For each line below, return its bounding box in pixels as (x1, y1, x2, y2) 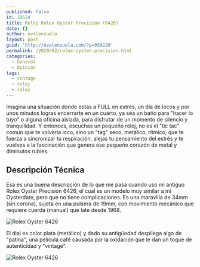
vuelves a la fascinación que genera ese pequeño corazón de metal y (6, 141, 177, 148)
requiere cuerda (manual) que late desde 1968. (6, 206, 121, 213)
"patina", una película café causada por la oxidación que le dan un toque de (6, 236, 192, 243)
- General (11, 59, 36, 65)
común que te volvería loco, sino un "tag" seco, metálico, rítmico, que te (6, 128, 184, 135)
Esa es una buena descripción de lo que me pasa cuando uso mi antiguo (6, 181, 185, 188)
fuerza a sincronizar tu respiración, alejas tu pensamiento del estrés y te (6, 135, 184, 142)
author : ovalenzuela (6, 31, 58, 37)
